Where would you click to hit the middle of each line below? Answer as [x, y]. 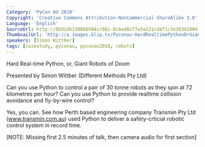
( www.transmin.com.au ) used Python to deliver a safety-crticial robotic [95, 119]
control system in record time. [44, 125]
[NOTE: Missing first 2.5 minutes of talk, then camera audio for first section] [102, 137]
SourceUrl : [20, 29]
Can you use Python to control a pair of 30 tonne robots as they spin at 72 [99, 87]
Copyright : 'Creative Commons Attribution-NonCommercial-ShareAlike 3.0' [102, 18]
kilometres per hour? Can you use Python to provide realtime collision [94, 94]
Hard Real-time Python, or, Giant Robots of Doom [68, 63]
